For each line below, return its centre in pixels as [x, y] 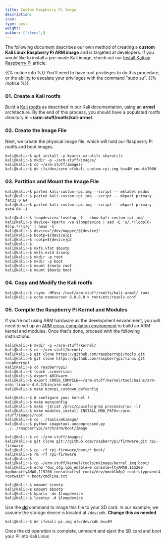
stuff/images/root [24, 415]
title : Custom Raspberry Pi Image [41, 10]
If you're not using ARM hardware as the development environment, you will [83, 321]
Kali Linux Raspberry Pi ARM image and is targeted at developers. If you [80, 52]
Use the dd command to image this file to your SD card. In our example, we [82, 507]
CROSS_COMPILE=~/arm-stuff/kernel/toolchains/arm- [103, 381]
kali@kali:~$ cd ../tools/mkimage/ [42, 420]
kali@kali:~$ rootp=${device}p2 [38, 240]
